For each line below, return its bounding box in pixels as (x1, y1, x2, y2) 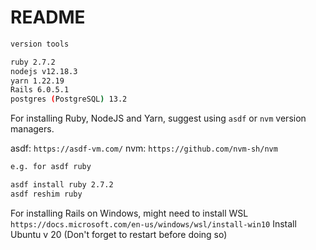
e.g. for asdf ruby (10, 162, 92, 172)
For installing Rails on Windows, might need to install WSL (10, 207, 249, 219)
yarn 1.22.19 (10, 76, 65, 86)
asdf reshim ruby (10, 189, 83, 199)
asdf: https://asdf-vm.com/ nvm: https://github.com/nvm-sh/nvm (10, 142, 278, 155)
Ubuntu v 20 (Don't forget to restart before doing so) (10, 228, 228, 240)
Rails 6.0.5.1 (10, 85, 70, 95)
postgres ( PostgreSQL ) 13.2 (10, 94, 128, 105)
